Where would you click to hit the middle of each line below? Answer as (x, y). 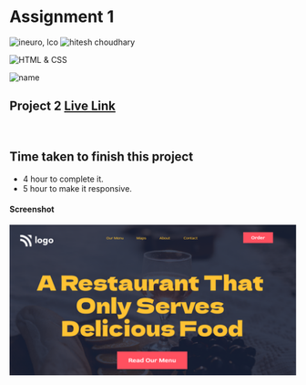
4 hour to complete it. (63, 179)
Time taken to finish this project (102, 157)
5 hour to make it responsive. (77, 188)
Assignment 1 (62, 17)
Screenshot (32, 209)
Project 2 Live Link (63, 106)
